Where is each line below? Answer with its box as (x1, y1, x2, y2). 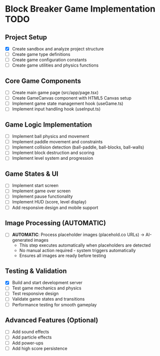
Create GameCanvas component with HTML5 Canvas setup (12, 95, 132, 101)
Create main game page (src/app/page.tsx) (12, 90, 99, 96)
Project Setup (5, 33, 48, 41)
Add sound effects (12, 329, 49, 335)
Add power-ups (12, 340, 44, 346)
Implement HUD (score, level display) (12, 199, 87, 205)
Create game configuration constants (12, 57, 87, 63)
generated (12, 237, 33, 243)
